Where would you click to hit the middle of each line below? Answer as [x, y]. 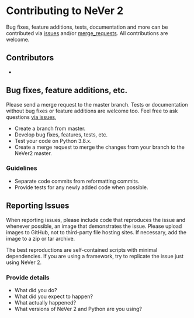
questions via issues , [31, 117]
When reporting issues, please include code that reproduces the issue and [96, 220]
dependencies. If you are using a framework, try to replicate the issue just [95, 256]
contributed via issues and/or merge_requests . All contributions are [87, 33]
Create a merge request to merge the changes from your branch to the [100, 147]
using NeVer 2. [24, 262]
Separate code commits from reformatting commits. [77, 181]
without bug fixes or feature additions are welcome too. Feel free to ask [92, 111]
